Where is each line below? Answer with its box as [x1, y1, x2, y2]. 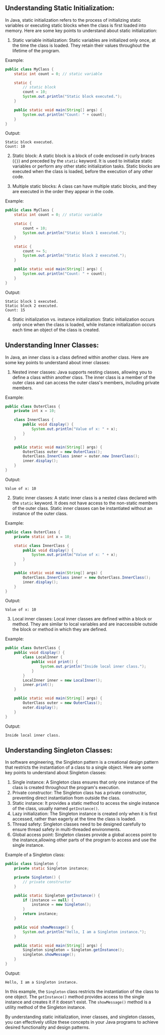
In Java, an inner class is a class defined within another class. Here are [5, 354, 149, 360]
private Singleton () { [14, 875, 61, 880]
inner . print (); [23, 682, 54, 687]
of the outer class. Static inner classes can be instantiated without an [12, 505, 153, 511]
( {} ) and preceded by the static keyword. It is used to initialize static [12, 158, 153, 164]
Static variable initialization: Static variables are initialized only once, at [12, 37, 156, 43]
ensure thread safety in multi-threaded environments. [12, 827, 121, 832]
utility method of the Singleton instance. [5, 1004, 86, 1010]
